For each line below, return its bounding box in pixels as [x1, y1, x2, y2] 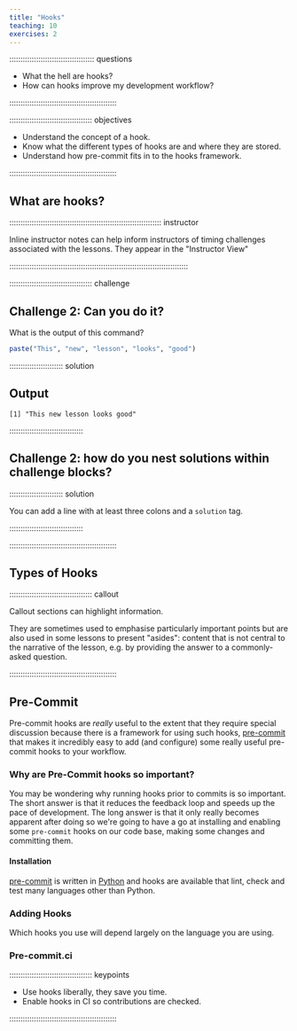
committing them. [9, 835, 74, 847]
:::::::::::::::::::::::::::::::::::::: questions [9, 54, 133, 65]
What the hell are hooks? [21, 71, 113, 82]
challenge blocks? [9, 465, 113, 480]
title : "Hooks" [9, 12, 66, 22]
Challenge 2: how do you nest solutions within [9, 451, 270, 466]
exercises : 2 [9, 29, 58, 38]
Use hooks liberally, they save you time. [21, 987, 168, 997]
